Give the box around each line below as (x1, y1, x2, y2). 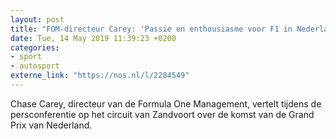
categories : (10, 42, 60, 53)
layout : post (10, 14, 65, 25)
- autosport (10, 61, 60, 71)
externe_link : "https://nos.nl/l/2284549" (10, 71, 190, 81)
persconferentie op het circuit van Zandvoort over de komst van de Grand (10, 108, 315, 120)
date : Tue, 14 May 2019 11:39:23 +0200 (10, 33, 177, 43)
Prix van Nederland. (10, 119, 93, 131)
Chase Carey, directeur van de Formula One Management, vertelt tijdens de (10, 97, 322, 110)
